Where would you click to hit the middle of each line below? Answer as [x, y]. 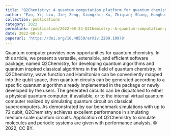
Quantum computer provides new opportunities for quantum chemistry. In [82, 53]
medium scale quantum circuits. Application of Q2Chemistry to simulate [81, 117]
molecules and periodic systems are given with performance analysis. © [81, 123]
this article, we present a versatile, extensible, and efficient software [77, 58]
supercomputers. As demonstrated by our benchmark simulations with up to [85, 107]
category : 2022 [21, 24]
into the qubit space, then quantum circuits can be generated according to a [85, 80]
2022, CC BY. [20, 128]
